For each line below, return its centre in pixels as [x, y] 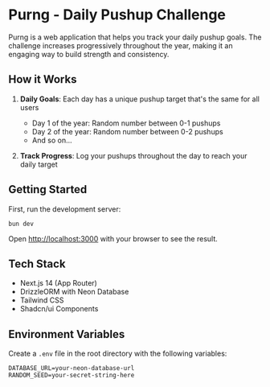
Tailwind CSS [42, 300]
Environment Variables [67, 334]
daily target [39, 164]
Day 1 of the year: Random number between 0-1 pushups [126, 123]
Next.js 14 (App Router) [59, 283]
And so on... [52, 140]
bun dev [21, 224]
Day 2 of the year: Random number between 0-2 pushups [127, 131]
